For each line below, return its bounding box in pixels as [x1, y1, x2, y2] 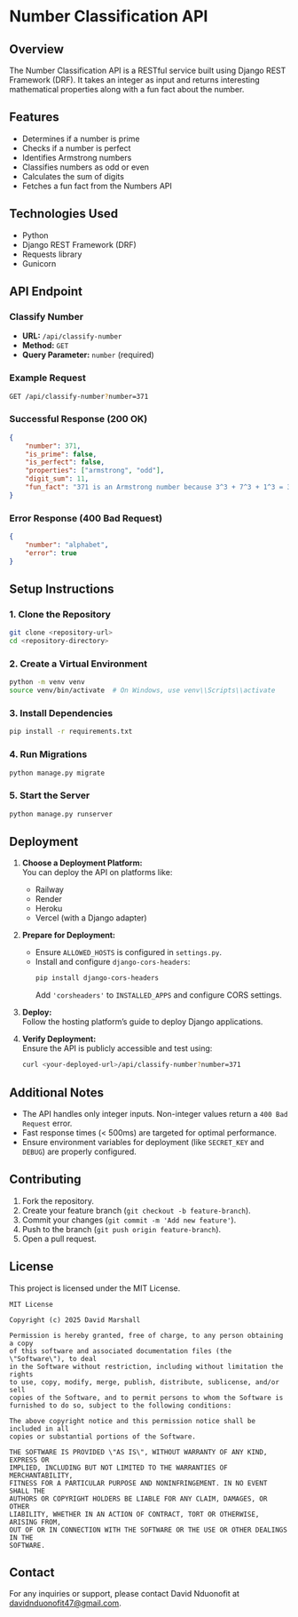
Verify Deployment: [21, 1033, 97, 1045]
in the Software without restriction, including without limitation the [9, 1362, 284, 1371]
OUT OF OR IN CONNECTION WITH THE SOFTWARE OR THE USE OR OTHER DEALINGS [9, 1525, 288, 1534]
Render [35, 894, 62, 904]
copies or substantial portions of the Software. [9, 1432, 197, 1441]
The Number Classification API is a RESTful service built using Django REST [9, 65, 286, 76]
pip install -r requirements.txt [9, 727, 133, 737]
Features [9, 109, 59, 125]
